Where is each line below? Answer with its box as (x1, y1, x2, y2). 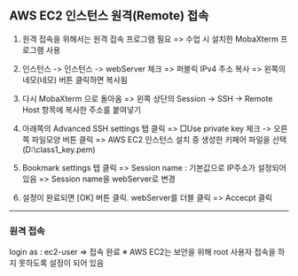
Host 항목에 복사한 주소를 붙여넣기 (21, 104, 142, 115)
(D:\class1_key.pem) (21, 144, 96, 155)
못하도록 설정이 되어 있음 (18, 257, 105, 268)
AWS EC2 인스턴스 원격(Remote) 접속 (9, 8, 209, 24)
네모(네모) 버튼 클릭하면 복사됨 (21, 74, 129, 85)
